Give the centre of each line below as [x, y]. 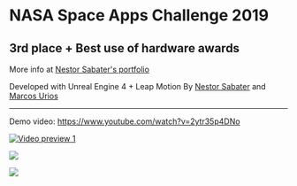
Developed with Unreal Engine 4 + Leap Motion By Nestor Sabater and [138, 86]
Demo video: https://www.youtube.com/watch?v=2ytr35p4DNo [125, 121]
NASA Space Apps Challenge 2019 [139, 15]
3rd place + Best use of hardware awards [125, 48]
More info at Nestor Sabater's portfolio [80, 69]
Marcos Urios [34, 96]
